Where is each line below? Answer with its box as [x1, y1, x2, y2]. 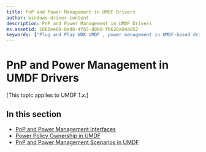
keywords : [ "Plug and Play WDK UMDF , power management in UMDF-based [6, 32, 191, 38]
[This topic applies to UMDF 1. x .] [6, 91, 89, 99]
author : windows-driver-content [6, 15, 89, 21]
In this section [6, 109, 62, 120]
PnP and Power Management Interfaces [15, 125, 116, 132]
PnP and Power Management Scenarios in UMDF [15, 139, 139, 146]
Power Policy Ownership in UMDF [15, 132, 101, 139]
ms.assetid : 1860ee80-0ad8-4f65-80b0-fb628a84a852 [6, 26, 139, 32]
